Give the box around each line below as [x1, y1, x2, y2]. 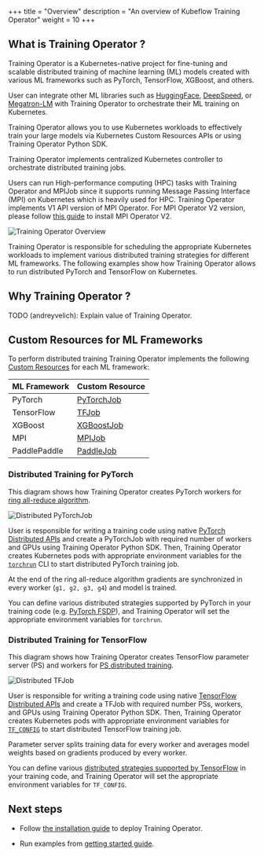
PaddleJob [77, 446, 117, 457]
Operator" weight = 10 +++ [8, 15, 96, 24]
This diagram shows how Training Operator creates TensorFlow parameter [8, 652, 249, 662]
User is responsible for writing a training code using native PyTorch [8, 526, 226, 535]
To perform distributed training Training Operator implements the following [8, 354, 250, 364]
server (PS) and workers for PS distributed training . [8, 660, 174, 670]
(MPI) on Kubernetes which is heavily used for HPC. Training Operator [8, 194, 235, 204]
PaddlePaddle [12, 446, 64, 457]
